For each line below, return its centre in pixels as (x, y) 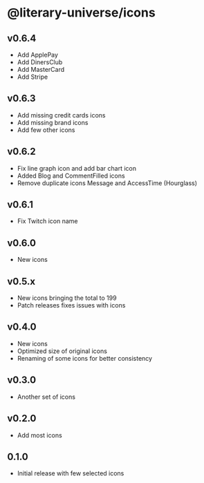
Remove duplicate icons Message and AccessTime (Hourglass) (107, 183)
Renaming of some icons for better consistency (85, 358)
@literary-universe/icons (81, 13)
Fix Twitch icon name (47, 221)
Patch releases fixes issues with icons (71, 305)
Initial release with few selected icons (71, 473)
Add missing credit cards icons (61, 115)
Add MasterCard (41, 69)
